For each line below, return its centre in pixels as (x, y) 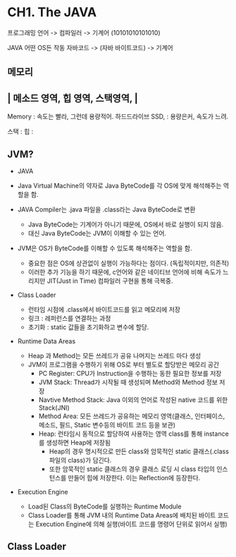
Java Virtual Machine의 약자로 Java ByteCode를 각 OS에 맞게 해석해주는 (119, 185)
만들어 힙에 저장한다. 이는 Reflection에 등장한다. (134, 477)
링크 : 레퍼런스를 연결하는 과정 (69, 318)
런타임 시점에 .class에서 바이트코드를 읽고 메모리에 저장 (104, 309)
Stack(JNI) (54, 408)
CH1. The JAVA (52, 12)
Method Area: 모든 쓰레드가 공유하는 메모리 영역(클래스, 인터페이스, (132, 416)
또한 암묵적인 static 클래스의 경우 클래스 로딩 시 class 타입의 (132, 469)
